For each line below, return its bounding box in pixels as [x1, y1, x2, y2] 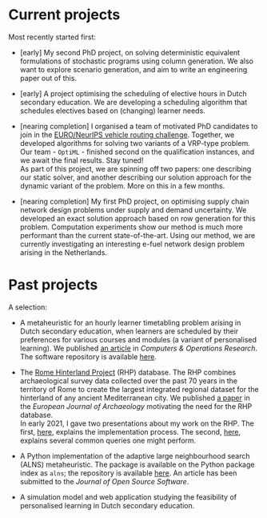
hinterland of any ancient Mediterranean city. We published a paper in [19, 393, 250, 403]
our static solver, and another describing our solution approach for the [19, 172, 252, 182]
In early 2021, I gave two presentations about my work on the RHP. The [19, 419, 254, 428]
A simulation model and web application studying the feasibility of [19, 492, 237, 502]
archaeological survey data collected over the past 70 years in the [19, 375, 238, 386]
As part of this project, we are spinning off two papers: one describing [19, 164, 252, 173]
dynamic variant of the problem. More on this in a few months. [19, 180, 225, 190]
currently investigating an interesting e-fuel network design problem [19, 239, 245, 249]
